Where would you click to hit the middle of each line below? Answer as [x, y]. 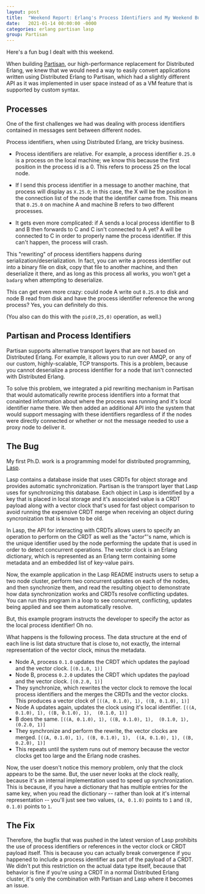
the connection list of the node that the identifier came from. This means [106, 198]
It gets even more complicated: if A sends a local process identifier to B [105, 223]
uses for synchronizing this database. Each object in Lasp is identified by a [100, 492]
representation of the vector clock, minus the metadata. [76, 650]
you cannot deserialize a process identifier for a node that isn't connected [99, 370]
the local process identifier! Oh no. [50, 625]
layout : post [23, 12]
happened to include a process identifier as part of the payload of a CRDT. [100, 860]
